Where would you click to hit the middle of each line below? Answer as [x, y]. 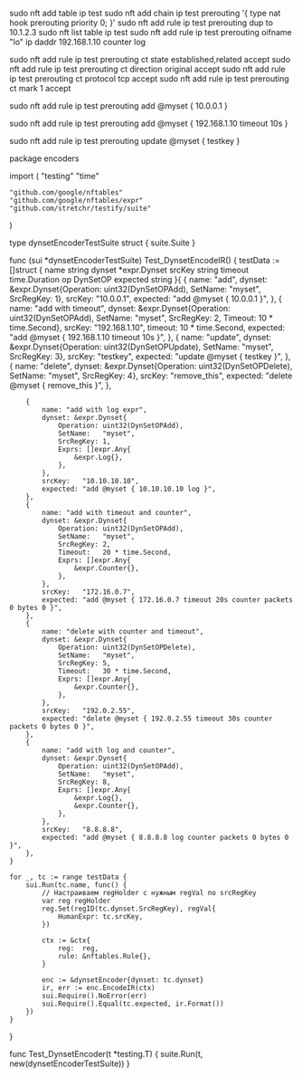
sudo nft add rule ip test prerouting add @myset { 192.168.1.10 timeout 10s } [149, 123]
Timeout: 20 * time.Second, [114, 552]
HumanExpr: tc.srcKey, [100, 917]
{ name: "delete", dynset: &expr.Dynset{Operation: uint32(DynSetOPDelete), [151, 366]
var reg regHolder [76, 901]
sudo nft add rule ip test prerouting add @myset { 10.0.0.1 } [118, 106]
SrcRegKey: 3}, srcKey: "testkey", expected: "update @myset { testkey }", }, [150, 356]
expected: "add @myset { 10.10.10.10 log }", [129, 489]
